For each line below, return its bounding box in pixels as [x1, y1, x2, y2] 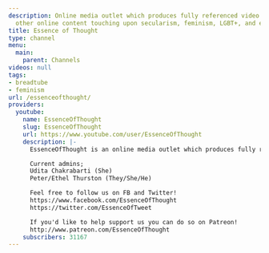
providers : [8, 101, 45, 109]
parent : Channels [22, 57, 81, 65]
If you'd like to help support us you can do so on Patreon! [29, 218, 239, 226]
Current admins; [29, 160, 84, 168]
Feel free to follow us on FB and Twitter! [29, 189, 178, 197]
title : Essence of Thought [8, 26, 98, 34]
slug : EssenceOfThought [22, 123, 102, 131]
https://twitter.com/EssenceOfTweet [29, 204, 152, 211]
